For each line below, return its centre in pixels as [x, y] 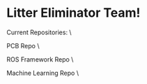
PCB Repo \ [23, 45]
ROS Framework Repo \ [40, 59]
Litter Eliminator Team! [73, 13]
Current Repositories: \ [39, 32]
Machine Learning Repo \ [43, 73]
